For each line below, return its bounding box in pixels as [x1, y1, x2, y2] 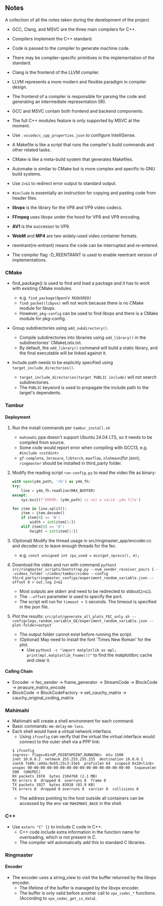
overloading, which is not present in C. [19, 834, 97, 840]
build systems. [12, 171, 41, 177]
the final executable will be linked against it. [19, 350, 107, 356]
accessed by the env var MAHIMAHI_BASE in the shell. [19, 801, 123, 806]
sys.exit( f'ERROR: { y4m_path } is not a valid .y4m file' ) [21, 497, 141, 502]
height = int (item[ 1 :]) [30, 529, 78, 534]
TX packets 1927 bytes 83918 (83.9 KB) [12, 782, 95, 787]
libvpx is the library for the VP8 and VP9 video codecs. [12, 205, 123, 210]
